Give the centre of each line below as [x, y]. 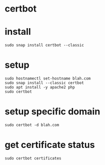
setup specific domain [52, 112]
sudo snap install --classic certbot [44, 83]
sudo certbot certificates [33, 158]
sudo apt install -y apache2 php [40, 88]
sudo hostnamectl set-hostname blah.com [48, 78]
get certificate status [50, 145]
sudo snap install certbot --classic [44, 45]
